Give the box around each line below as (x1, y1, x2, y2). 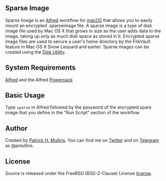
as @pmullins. (5, 143, 34, 149)
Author (5, 124, 27, 133)
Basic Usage (5, 91, 45, 100)
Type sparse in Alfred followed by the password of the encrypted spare (5, 104, 151, 110)
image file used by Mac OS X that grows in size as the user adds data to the (5, 27, 161, 34)
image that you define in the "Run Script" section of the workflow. (5, 110, 140, 116)
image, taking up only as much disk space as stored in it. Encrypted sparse (5, 33, 160, 39)
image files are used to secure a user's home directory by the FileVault (5, 38, 151, 44)
